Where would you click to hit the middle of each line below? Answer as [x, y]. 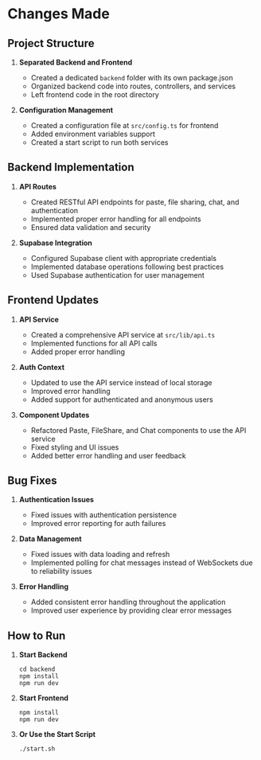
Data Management [50, 539]
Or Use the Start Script [57, 735]
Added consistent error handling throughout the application [128, 602]
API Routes [38, 186]
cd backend [37, 669]
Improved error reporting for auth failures [98, 524]
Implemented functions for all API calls [94, 343]
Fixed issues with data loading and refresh [100, 555]
